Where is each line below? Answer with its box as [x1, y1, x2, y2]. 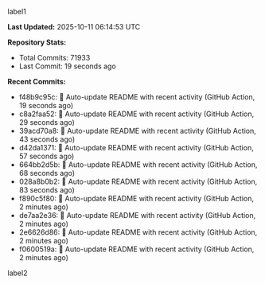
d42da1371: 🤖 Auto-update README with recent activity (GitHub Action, [18, 143, 254, 152]
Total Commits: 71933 [18, 53, 91, 62]
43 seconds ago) [18, 134, 76, 144]
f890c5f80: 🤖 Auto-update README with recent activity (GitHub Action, [18, 194, 255, 203]
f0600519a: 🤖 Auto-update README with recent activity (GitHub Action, [18, 244, 255, 254]
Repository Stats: [7, 37, 67, 47]
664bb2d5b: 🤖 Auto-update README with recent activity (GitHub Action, [18, 160, 258, 169]
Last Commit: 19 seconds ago [18, 61, 116, 71]
